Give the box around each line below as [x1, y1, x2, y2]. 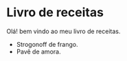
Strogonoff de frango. [16, 40, 78, 48]
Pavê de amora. [16, 47, 61, 56]
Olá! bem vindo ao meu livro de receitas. [6, 27, 121, 35]
